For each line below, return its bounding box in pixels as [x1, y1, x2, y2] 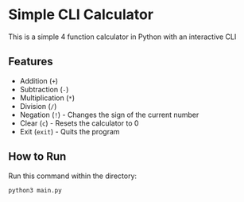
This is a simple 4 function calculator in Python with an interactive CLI [8, 32, 237, 41]
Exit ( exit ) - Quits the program [19, 126, 121, 136]
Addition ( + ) [19, 76, 58, 85]
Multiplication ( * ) [19, 93, 76, 103]
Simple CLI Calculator [8, 6, 153, 24]
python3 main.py [8, 186, 62, 194]
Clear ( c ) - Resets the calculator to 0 [19, 118, 139, 128]
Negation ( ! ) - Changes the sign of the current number [19, 110, 199, 119]
